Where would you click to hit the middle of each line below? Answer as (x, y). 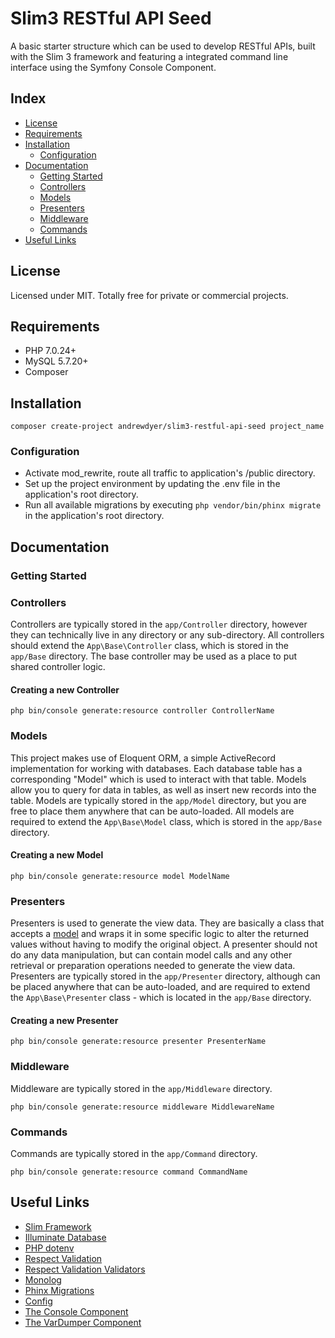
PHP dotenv (49, 1248)
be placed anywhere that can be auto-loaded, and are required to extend (160, 987)
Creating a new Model (57, 855)
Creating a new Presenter (64, 1020)
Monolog (43, 1279)
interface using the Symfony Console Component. (113, 67)
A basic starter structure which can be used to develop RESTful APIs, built (163, 46)
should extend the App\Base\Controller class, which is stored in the (149, 646)
